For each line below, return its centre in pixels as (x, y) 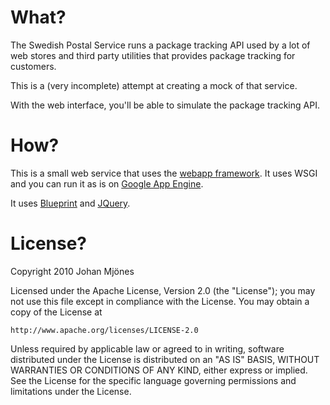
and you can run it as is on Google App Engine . (107, 183)
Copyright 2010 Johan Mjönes (72, 271)
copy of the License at (56, 312)
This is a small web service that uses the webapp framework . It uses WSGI (164, 173)
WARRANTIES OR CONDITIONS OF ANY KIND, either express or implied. (159, 370)
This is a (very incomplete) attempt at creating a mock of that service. (154, 85)
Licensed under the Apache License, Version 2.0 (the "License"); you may (163, 290)
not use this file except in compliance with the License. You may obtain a (160, 301)
